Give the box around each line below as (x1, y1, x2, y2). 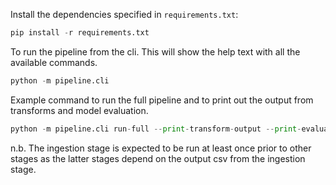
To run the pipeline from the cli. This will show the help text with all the (10, 45, 301, 58)
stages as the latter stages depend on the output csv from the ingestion (10, 152, 306, 164)
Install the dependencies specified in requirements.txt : (10, 9, 239, 20)
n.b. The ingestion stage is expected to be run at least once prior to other (10, 142, 312, 154)
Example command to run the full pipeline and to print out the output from (10, 94, 314, 106)
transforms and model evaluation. (10, 104, 149, 116)
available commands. (10, 56, 98, 68)
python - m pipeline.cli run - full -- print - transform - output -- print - (10, 124, 302, 134)
